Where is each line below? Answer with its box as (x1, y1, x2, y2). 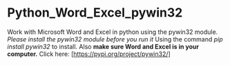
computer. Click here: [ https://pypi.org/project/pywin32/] (7, 50, 171, 58)
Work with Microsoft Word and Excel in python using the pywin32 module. (7, 28, 218, 36)
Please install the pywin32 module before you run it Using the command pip (7, 35, 223, 43)
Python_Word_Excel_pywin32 (7, 5, 183, 21)
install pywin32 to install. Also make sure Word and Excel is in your (7, 42, 199, 50)
